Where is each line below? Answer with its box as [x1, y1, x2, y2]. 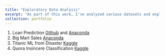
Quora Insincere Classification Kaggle [12, 45, 89, 52]
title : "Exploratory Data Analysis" [5, 7, 80, 12]
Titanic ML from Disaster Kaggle [12, 40, 78, 46]
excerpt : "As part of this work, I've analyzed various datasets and [5, 12, 151, 17]
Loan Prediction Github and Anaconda [12, 30, 90, 36]
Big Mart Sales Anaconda [12, 35, 64, 41]
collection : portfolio [5, 16, 52, 21]
